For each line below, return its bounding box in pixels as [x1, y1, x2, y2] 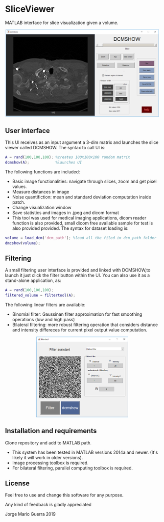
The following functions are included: [5, 168, 80, 175]
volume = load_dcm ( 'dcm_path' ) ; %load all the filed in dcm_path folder [5, 235, 157, 240]
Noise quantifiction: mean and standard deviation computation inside [12, 194, 152, 200]
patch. [12, 199, 25, 205]
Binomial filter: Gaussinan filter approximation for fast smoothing [12, 311, 142, 317]
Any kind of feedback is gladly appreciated [5, 502, 92, 508]
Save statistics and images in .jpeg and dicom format [12, 210, 119, 216]
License [5, 479, 30, 487]
